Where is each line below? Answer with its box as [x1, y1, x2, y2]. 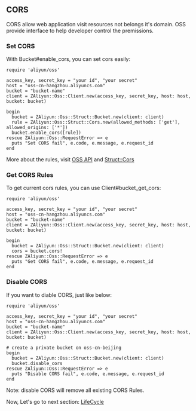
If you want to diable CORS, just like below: [6, 291, 112, 298]
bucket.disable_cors [11, 360, 63, 366]
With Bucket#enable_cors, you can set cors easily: [6, 56, 130, 63]
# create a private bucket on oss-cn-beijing [6, 345, 121, 351]
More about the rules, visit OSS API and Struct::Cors [6, 156, 134, 163]
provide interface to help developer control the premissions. [6, 27, 154, 34]
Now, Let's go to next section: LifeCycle [6, 398, 105, 405]
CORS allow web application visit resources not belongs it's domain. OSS [6, 20, 186, 27]
